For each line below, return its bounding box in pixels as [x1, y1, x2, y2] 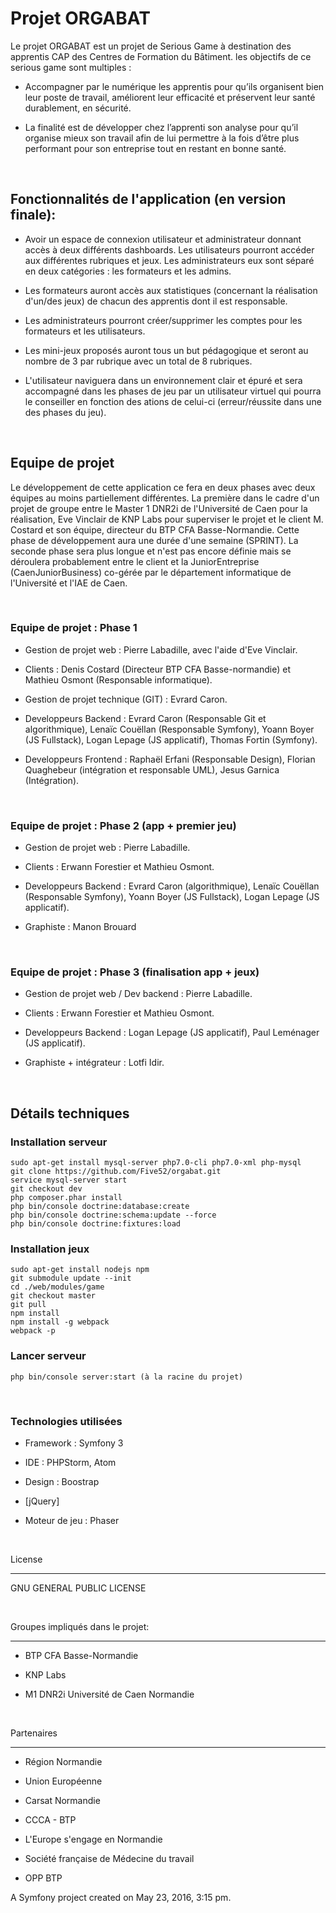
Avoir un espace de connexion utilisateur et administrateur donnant [24, 233, 302, 245]
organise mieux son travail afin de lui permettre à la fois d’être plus [24, 132, 300, 144]
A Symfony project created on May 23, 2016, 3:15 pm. [10, 1892, 232, 1904]
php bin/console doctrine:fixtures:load [10, 1219, 182, 1229]
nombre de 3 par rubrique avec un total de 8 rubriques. [24, 355, 253, 367]
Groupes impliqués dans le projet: [10, 1621, 150, 1633]
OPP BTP [24, 1872, 63, 1884]
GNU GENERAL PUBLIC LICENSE [10, 1582, 147, 1594]
